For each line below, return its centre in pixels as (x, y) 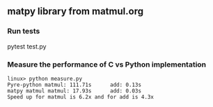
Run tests (24, 31)
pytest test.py (27, 46)
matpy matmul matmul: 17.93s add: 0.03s (74, 91)
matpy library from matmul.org (76, 11)
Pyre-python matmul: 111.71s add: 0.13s (74, 85)
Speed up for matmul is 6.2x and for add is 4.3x (81, 97)
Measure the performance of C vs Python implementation (107, 64)
